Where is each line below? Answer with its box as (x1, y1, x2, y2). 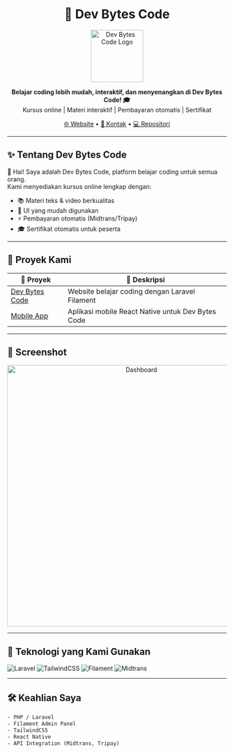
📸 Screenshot (7, 346, 68, 358)
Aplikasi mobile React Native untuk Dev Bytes (68, 306, 217, 316)
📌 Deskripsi (126, 275, 165, 285)
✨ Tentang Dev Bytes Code (7, 149, 127, 161)
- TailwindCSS (7, 727, 49, 734)
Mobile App (10, 310, 49, 320)
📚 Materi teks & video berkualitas (17, 196, 115, 204)
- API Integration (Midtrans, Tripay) (7, 739, 120, 747)
